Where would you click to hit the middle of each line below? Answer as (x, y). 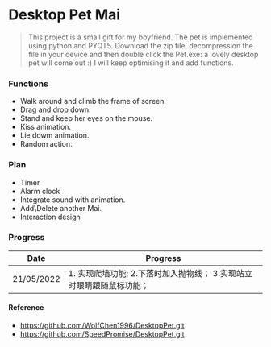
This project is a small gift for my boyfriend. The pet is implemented (140, 37)
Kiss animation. (45, 127)
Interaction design (50, 217)
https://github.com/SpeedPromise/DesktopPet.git (102, 334)
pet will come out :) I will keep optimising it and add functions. (131, 63)
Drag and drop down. (55, 109)
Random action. (46, 144)
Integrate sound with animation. (73, 200)
